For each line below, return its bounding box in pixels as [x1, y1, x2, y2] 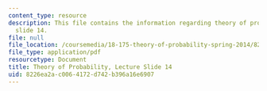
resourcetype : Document [8, 56, 87, 64]
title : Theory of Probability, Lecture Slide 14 [8, 63, 172, 71]
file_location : [8, 41, 59, 49]
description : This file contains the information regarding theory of [8, 19, 247, 27]
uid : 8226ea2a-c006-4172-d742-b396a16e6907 [8, 70, 155, 78]
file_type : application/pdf [8, 48, 102, 56]
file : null [8, 33, 44, 42]
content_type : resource [8, 11, 87, 20]
